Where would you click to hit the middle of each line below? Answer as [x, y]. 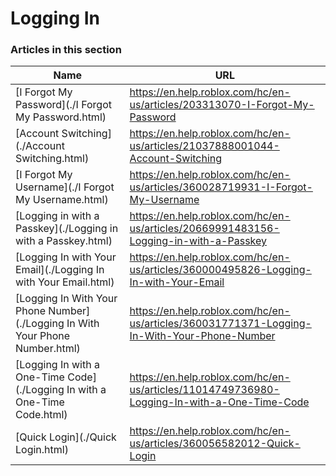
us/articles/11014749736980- [204, 390]
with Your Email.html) [65, 282]
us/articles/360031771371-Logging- [220, 324]
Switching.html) [52, 159]
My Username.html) [62, 200]
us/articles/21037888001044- [204, 146]
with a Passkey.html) [64, 241]
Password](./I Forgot [64, 105]
